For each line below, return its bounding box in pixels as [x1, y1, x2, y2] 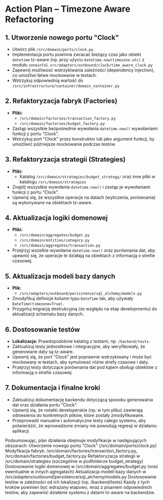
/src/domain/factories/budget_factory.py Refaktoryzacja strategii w [5, 453, 140, 459]
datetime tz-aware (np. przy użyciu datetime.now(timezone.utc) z [12, 57, 145, 62]
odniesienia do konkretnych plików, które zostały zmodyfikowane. [12, 412, 145, 418]
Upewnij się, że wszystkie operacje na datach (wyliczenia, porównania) [12, 194, 156, 200]
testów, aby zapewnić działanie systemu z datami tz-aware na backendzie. [5, 489, 155, 495]
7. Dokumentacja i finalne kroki [5, 383, 101, 392]
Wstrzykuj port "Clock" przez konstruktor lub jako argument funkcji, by [12, 136, 155, 142]
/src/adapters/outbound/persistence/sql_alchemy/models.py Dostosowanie [5, 474, 157, 479]
